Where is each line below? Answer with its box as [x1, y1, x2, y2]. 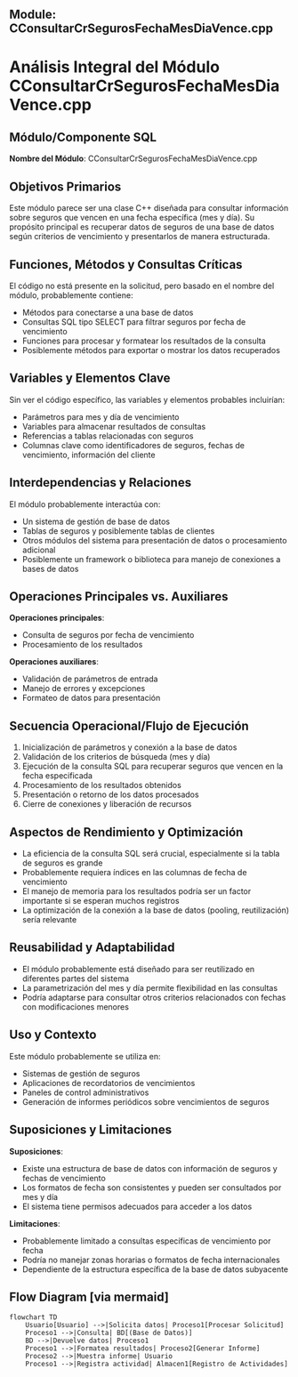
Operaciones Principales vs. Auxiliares [9, 589, 229, 604]
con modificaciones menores [21, 1001, 129, 1012]
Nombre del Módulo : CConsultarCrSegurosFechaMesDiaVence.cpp [9, 153, 258, 164]
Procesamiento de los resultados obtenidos [21, 780, 182, 791]
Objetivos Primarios [9, 179, 122, 194]
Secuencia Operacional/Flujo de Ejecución [9, 718, 249, 733]
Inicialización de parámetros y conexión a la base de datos [21, 742, 238, 753]
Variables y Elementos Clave [9, 371, 171, 386]
